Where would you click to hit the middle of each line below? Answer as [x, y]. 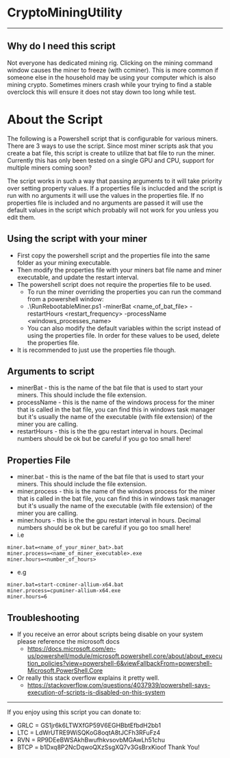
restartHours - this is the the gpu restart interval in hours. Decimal [110, 431]
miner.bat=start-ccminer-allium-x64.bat [66, 585]
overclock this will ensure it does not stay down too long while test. [102, 92]
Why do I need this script [62, 46]
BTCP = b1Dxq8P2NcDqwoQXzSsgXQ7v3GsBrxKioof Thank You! [108, 747]
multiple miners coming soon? [50, 167]
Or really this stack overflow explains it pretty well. [88, 678]
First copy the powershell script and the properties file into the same [113, 255]
